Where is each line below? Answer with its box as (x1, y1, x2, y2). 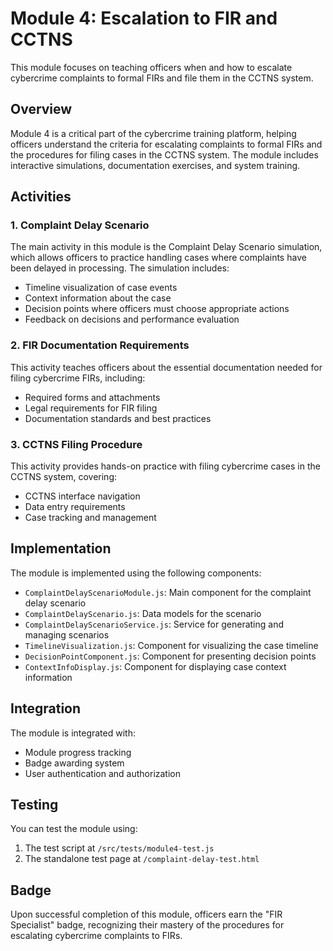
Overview (10, 101, 73, 118)
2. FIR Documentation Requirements (10, 338, 190, 352)
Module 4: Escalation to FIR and (10, 7, 278, 30)
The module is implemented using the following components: (10, 567, 262, 579)
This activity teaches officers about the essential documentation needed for (10, 361, 323, 373)
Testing (10, 797, 59, 814)
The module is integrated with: (10, 727, 136, 739)
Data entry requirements (24, 501, 126, 513)
